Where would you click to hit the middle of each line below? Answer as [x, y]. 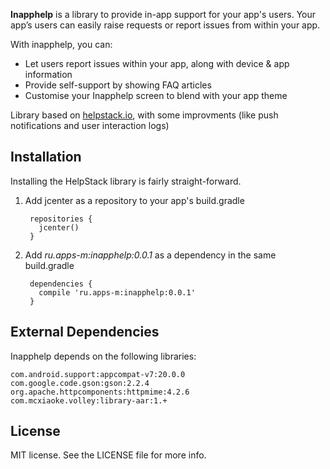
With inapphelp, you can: [61, 44]
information [48, 74]
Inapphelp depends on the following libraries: [103, 356]
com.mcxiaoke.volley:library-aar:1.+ [89, 400]
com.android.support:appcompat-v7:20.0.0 [98, 374]
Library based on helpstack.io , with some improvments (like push [144, 115]
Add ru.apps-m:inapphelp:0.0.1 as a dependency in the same [150, 255]
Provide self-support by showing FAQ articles [118, 85]
